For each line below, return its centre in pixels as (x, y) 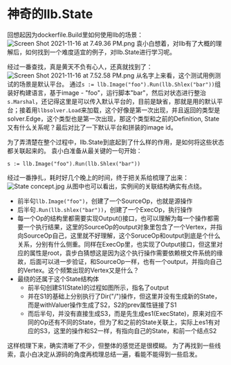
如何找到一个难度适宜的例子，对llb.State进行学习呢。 (101, 52)
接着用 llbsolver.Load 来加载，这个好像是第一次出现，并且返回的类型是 (120, 110)
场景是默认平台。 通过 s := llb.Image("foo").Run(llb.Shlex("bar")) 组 (120, 84)
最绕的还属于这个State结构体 (58, 278)
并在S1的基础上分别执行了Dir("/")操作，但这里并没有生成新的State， (124, 296)
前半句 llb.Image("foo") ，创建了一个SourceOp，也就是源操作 (105, 201)
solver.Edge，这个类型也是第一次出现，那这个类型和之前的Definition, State (113, 118)
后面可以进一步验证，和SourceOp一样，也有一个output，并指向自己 (126, 261)
